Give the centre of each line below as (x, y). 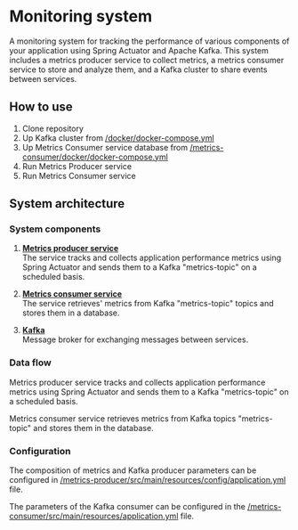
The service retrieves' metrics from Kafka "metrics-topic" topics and (148, 304)
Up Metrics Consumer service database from (105, 147)
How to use (41, 107)
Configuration (40, 451)
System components (55, 229)
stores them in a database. (71, 313)
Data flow (30, 363)
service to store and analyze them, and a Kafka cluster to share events (138, 69)
